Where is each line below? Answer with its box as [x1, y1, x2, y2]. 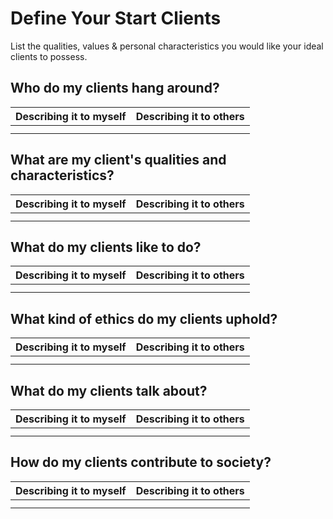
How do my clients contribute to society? [10, 454, 272, 471]
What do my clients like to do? [10, 238, 202, 256]
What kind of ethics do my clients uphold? [10, 310, 278, 327]
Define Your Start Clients [10, 7, 222, 30]
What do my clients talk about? [10, 382, 208, 399]
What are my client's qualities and [10, 152, 227, 169]
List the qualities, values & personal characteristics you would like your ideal [10, 40, 324, 52]
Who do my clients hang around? [10, 80, 220, 97]
